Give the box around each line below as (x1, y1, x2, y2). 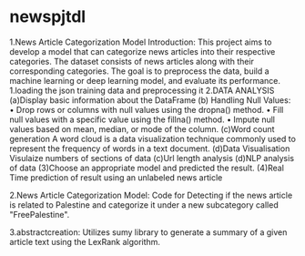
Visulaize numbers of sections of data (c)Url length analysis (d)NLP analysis (9, 152, 294, 163)
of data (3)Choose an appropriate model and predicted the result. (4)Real (9, 162, 285, 173)
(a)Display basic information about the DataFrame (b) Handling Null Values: (9, 94, 291, 106)
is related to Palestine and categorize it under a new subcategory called (9, 199, 280, 210)
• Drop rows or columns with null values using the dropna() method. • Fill (9, 104, 284, 115)
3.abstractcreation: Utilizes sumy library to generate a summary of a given (9, 226, 288, 238)
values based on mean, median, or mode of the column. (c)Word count (9, 123, 275, 134)
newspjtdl (9, 6, 86, 27)
